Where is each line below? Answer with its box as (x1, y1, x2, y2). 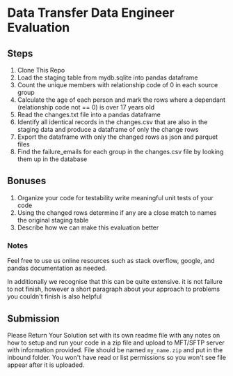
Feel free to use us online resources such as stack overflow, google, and (7, 257, 215, 265)
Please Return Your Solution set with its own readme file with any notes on (7, 331, 220, 339)
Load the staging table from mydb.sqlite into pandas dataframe (17, 73, 198, 82)
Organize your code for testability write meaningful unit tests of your (17, 193, 214, 202)
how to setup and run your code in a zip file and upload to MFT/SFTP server (7, 338, 225, 347)
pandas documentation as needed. (7, 264, 107, 273)
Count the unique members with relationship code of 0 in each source (17, 81, 218, 89)
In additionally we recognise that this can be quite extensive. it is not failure (7, 278, 223, 286)
